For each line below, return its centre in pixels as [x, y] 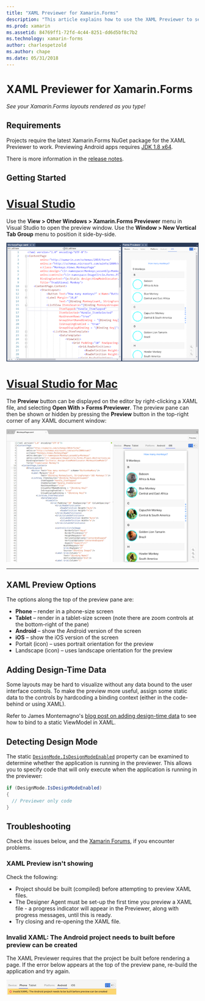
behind [15, 704]
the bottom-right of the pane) [52, 624]
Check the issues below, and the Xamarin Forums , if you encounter [91, 841]
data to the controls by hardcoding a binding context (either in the [89, 698]
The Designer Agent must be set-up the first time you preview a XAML [103, 902]
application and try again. [38, 971]
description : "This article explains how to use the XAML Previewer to [99, 19]
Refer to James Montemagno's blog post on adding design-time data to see [102, 716]
